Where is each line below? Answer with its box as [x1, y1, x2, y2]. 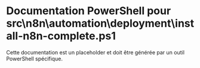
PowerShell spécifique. [6, 55, 63, 62]
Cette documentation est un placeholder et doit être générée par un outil [6, 48, 185, 56]
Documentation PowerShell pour [6, 4, 171, 18]
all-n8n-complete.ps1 [6, 30, 116, 43]
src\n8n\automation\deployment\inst [6, 17, 195, 30]
